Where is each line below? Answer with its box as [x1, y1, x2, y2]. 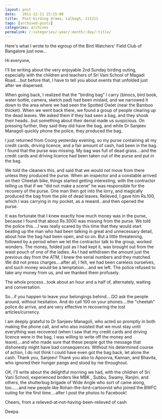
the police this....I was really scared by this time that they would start [5, 223, 142, 229]
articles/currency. [5, 309, 40, 315]
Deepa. [5, 409, 20, 414]
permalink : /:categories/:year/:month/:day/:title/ [5, 30, 111, 34]
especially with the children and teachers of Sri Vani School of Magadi [5, 72, 145, 78]
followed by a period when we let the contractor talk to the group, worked [5, 239, 152, 244]
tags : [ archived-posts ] [5, 20, 53, 26]
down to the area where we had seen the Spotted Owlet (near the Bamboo [5, 102, 153, 108]
